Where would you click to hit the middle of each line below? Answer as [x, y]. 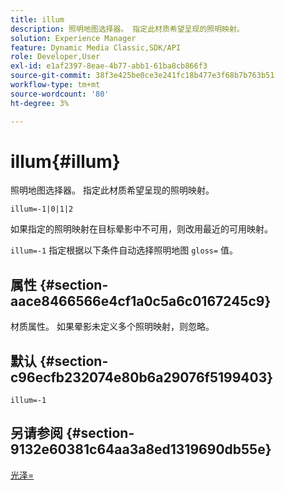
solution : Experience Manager [73, 38]
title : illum [37, 19]
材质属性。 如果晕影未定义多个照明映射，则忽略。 [112, 327]
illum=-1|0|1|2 [42, 209]
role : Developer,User [55, 57]
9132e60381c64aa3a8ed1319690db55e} [141, 449]
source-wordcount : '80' [60, 94]
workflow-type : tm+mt [55, 85]
